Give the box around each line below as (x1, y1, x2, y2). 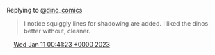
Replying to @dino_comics (6, 6, 83, 14)
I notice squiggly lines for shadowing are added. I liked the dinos (23, 19, 209, 27)
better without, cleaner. (23, 27, 91, 35)
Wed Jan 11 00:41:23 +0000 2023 (13, 40, 111, 48)
